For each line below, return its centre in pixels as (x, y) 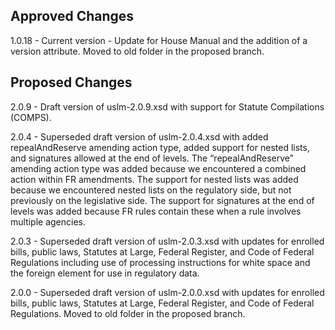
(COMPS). (31, 117)
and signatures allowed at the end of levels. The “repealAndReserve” (152, 158)
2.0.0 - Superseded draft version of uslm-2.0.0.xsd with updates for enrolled (167, 292)
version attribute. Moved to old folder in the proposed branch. (137, 51)
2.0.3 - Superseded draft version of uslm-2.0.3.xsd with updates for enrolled (167, 241)
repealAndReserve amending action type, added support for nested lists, (160, 147)
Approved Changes (72, 16)
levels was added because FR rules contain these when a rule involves (156, 211)
